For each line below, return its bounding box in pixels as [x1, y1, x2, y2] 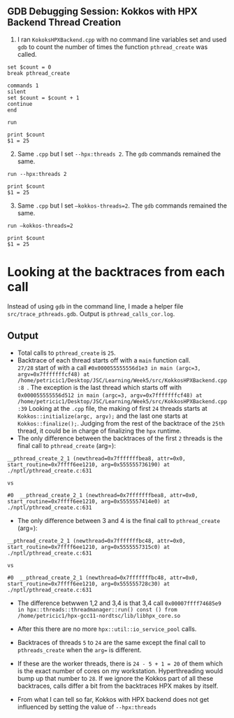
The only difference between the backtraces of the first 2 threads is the [17, 434, 223, 442]
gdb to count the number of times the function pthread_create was [17, 42, 208, 51]
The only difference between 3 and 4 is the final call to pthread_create [17, 516, 221, 524]
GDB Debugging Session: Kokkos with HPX [7, 6, 198, 18]
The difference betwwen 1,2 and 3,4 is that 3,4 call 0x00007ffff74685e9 [17, 599, 221, 607]
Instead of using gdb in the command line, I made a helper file [7, 302, 184, 311]
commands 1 [7, 82, 39, 89]
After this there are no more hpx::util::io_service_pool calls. [17, 624, 197, 633]
